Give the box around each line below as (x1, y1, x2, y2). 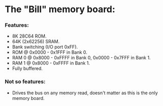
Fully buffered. (12, 65, 43, 72)
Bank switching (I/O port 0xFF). (12, 44, 78, 50)
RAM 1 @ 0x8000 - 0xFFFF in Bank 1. (12, 60, 90, 66)
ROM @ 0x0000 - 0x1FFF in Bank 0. (12, 49, 87, 55)
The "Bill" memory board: (5, 4, 115, 15)
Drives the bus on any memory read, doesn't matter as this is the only (12, 90, 158, 96)
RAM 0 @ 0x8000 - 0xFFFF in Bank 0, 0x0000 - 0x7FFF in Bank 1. (12, 55, 151, 61)
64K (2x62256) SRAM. (12, 39, 60, 45)
